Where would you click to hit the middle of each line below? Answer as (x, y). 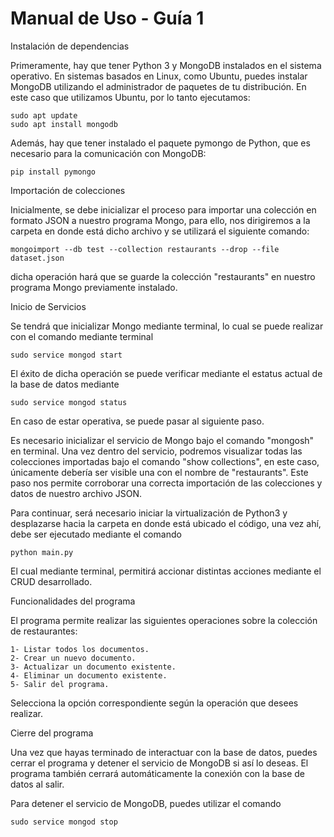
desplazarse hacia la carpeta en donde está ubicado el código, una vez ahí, (166, 523)
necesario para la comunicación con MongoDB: (108, 153)
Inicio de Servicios (48, 306)
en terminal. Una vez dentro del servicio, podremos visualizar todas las (156, 451)
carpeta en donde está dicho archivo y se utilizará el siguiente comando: (160, 231)
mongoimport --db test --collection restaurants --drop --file (145, 249)
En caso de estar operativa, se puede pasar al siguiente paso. (137, 421)
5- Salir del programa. (60, 684)
